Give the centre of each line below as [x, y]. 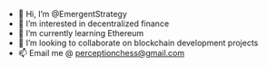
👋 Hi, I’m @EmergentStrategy [72, 14]
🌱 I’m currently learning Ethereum [80, 33]
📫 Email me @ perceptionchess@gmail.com [101, 53]
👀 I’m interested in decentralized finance [94, 24]
